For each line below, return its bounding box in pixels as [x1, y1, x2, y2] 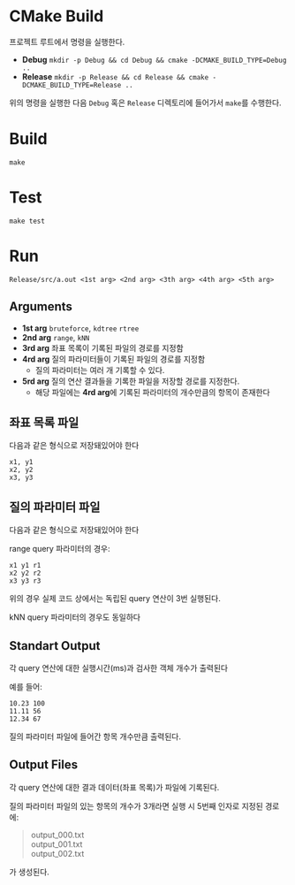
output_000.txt [30, 829, 85, 840]
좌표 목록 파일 [9, 415, 79, 430]
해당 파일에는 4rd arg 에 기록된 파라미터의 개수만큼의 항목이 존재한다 [34, 386, 271, 397]
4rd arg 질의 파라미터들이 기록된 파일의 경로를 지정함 [21, 354, 206, 364]
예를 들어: [9, 682, 42, 691]
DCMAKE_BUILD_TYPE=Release [21, 80, 122, 89]
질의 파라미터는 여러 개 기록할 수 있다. [34, 364, 165, 375]
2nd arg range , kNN [21, 332, 90, 342]
